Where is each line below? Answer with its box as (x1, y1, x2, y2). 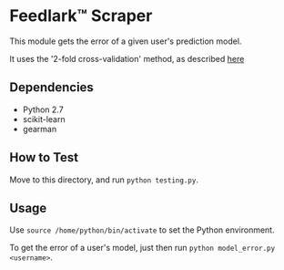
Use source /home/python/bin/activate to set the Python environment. (9, 224, 275, 235)
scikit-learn (22, 113, 66, 124)
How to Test (9, 150, 79, 165)
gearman (22, 123, 57, 134)
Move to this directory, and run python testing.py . (9, 174, 198, 185)
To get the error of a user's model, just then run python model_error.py (9, 243, 276, 254)
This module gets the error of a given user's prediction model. (9, 36, 242, 47)
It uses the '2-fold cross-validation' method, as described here (9, 53, 245, 64)
